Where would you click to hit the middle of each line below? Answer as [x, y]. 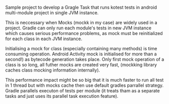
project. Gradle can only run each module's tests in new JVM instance [78, 28]
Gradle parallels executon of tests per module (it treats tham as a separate [83, 91]
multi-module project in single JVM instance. [52, 13]
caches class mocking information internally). [53, 70]
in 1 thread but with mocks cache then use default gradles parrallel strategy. [85, 85]
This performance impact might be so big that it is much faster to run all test [85, 80]
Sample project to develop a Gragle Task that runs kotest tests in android [81, 7]
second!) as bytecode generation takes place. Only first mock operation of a [85, 59]
